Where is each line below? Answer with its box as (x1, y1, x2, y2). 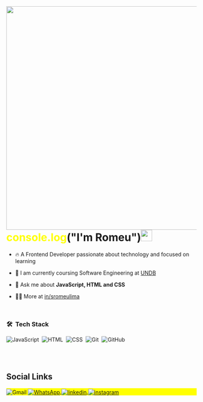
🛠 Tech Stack (6, 320, 50, 328)
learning (14, 257, 36, 264)
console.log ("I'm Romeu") (6, 230, 141, 244)
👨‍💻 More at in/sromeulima (14, 292, 80, 300)
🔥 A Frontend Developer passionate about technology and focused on (14, 250, 190, 258)
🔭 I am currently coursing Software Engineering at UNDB (14, 269, 156, 276)
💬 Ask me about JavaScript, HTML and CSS (14, 281, 126, 288)
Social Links (6, 372, 53, 382)
